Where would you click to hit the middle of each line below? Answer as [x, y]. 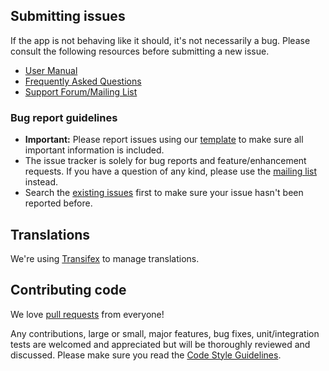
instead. [41, 182]
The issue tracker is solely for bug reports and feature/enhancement [165, 161]
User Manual [51, 70]
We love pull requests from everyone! [87, 314]
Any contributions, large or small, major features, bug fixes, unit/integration [165, 333]
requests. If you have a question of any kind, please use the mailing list [171, 171]
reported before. [58, 203]
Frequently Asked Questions [83, 81]
